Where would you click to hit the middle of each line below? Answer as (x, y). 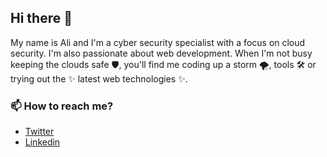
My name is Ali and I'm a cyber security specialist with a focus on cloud (158, 42)
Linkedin (42, 142)
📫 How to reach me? (62, 106)
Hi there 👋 (41, 18)
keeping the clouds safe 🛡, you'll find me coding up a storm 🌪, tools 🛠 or (163, 64)
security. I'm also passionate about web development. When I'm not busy (161, 53)
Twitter (39, 132)
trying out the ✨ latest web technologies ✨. (99, 78)
